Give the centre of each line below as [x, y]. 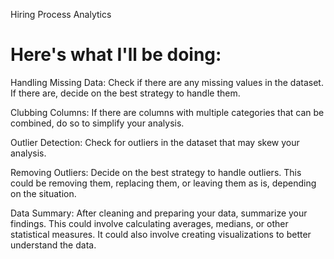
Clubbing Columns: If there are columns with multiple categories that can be [167, 112]
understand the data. [53, 245]
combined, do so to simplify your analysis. [97, 123]
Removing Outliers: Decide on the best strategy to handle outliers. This [156, 172]
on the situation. [43, 193]
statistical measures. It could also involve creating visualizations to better [161, 234]
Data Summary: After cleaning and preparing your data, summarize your [159, 213]
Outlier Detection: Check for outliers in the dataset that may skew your [155, 142]
